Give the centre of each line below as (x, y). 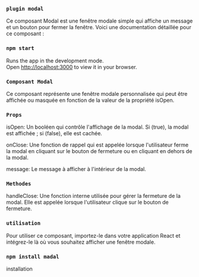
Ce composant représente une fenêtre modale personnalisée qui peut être (97, 94)
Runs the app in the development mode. (55, 60)
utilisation (23, 223)
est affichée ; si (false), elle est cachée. (54, 133)
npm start (20, 48)
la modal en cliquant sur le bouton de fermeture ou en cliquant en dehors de (99, 151)
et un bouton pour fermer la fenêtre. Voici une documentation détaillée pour (99, 27)
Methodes (19, 184)
